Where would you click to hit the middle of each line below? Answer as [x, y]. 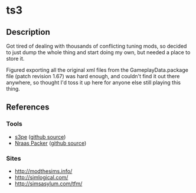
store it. [15, 59]
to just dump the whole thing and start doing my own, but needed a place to [98, 52]
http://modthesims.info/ [43, 171]
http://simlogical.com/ [41, 177]
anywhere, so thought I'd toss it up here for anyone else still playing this [94, 82]
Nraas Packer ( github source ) [50, 143]
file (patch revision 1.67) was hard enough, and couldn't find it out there [93, 76]
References [28, 107]
